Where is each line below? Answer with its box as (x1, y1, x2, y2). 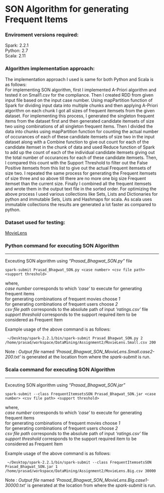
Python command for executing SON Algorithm (5, 242, 120, 249)
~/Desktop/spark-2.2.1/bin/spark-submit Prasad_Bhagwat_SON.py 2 (7, 336, 143, 341)
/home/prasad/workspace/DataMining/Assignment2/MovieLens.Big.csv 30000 (5, 468, 156, 473)
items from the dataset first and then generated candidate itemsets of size (5, 118, 155, 124)
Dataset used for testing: (5, 219, 65, 226)
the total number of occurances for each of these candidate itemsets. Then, (5, 155, 158, 160)
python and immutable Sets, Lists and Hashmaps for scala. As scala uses (5, 196, 152, 202)
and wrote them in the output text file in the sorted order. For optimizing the (5, 185, 157, 192)
